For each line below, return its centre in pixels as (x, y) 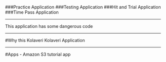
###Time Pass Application (32, 12)
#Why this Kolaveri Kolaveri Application (45, 40)
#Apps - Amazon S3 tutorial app (38, 54)
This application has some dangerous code (49, 26)
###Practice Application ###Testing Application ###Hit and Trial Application (83, 7)
